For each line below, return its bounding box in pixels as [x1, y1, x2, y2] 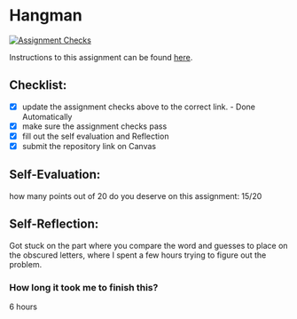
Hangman [9, 5, 82, 26]
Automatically [21, 111, 73, 122]
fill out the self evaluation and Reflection [21, 131, 169, 141]
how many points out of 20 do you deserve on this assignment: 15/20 [9, 190, 262, 201]
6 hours [9, 301, 38, 312]
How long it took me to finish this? [9, 281, 159, 293]
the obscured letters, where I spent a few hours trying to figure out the [9, 250, 267, 260]
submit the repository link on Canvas [21, 140, 157, 151]
